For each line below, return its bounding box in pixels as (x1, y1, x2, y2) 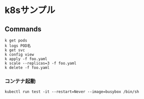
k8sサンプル (4, 4, 55, 16)
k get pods (4, 38, 27, 43)
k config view (4, 52, 34, 57)
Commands (4, 24, 42, 33)
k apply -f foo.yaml (4, 56, 48, 61)
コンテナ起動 (4, 77, 36, 84)
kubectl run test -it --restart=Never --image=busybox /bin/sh (4, 89, 139, 94)
